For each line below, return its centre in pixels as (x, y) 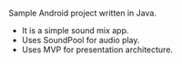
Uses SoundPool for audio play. (81, 40)
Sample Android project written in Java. (82, 13)
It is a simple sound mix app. (75, 30)
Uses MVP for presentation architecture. (97, 50)
